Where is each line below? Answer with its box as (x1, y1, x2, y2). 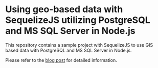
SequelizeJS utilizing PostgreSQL (5, 14, 151, 26)
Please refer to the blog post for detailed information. (5, 57, 118, 63)
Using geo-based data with (5, 4, 123, 15)
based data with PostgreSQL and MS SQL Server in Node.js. (5, 47, 132, 53)
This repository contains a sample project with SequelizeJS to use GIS (5, 42, 153, 48)
